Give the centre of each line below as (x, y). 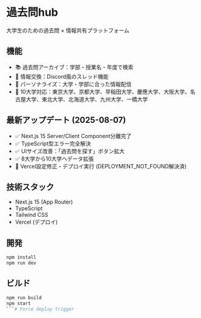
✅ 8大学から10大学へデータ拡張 (54, 159)
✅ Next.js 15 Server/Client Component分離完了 (73, 136)
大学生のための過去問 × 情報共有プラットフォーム (68, 30)
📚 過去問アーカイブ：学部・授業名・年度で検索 (74, 67)
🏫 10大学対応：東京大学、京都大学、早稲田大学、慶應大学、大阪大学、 (103, 91)
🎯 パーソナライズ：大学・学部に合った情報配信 (73, 84)
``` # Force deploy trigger (40, 309)
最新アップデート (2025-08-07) (66, 120)
